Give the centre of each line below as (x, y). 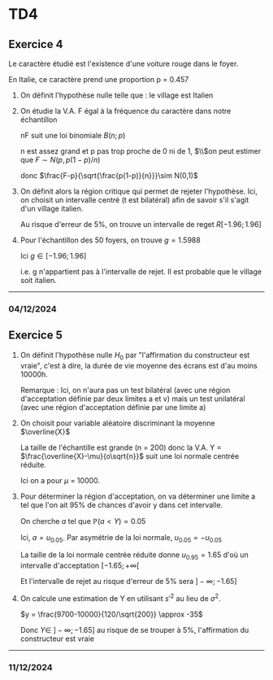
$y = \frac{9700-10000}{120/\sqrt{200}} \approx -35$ (111, 614)
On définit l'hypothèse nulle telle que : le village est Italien (117, 95)
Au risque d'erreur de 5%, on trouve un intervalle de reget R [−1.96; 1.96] (141, 224)
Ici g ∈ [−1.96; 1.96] (53, 256)
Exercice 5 (36, 336)
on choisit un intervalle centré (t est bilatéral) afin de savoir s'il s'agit (134, 200)
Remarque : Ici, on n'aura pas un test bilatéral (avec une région (125, 390)
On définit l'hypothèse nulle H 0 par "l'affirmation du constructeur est (135, 356)
